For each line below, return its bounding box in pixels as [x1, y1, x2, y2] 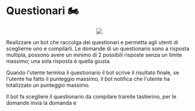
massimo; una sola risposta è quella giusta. [6, 57, 111, 64]
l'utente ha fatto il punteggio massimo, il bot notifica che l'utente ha [6, 75, 170, 82]
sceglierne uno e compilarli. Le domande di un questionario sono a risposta [6, 45, 190, 52]
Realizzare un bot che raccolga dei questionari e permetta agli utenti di [6, 38, 178, 45]
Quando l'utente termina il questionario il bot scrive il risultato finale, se [6, 68, 179, 76]
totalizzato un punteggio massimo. [6, 81, 90, 89]
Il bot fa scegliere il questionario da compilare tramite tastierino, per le [6, 93, 177, 100]
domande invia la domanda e [6, 99, 77, 106]
